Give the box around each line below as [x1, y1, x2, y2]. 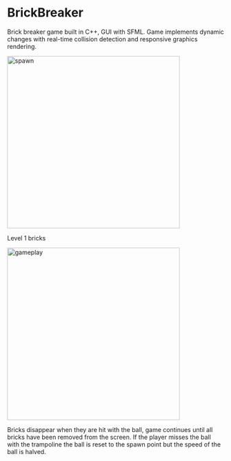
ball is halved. [7, 447, 46, 455]
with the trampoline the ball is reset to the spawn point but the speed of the [7, 440, 221, 449]
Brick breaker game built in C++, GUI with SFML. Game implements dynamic [7, 28, 224, 36]
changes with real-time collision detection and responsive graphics [7, 34, 198, 43]
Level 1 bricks [7, 234, 46, 242]
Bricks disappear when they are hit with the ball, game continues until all [7, 425, 213, 433]
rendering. [7, 42, 37, 50]
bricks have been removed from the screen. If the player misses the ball [7, 433, 212, 441]
